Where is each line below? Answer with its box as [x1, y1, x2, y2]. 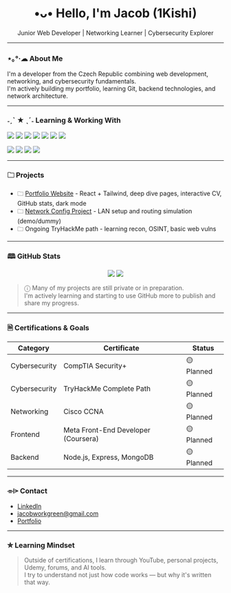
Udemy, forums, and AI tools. [23, 563, 107, 572]
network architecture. [7, 92, 69, 100]
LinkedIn [16, 502, 42, 510]
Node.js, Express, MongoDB [63, 452, 154, 462]
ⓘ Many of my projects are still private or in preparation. [23, 284, 184, 292]
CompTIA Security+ [63, 360, 127, 370]
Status [192, 343, 214, 353]
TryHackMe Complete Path [63, 384, 151, 393]
